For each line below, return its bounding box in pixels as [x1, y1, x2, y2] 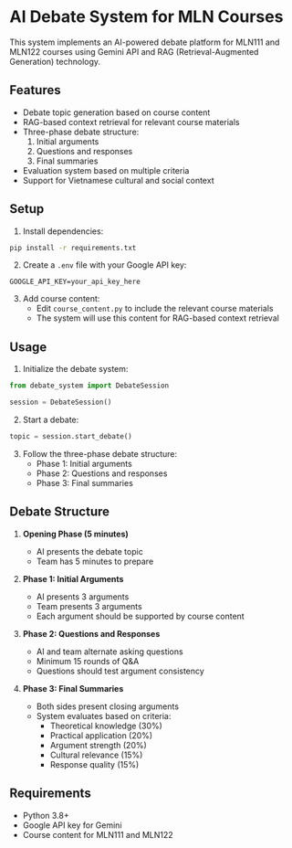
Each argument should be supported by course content [36, 610, 245, 621]
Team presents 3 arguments [36, 600, 143, 611]
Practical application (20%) [49, 729, 153, 741]
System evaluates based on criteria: [36, 710, 172, 721]
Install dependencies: [22, 226, 104, 237]
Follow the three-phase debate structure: [22, 448, 178, 459]
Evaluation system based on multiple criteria [22, 164, 190, 175]
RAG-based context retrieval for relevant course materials [22, 116, 240, 127]
